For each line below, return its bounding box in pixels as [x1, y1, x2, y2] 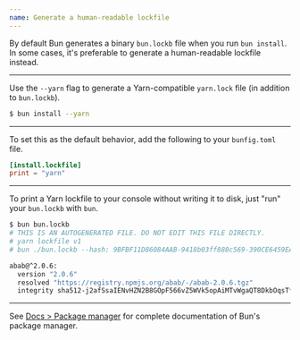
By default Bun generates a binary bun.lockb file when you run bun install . [9, 38, 287, 48]
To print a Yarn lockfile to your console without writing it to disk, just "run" [9, 193, 281, 204]
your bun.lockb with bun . [9, 203, 99, 214]
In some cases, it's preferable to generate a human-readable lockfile [9, 47, 262, 58]
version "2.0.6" [17, 269, 78, 278]
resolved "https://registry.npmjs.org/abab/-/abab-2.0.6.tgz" [17, 278, 254, 287]
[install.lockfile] [9, 160, 82, 170]
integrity [17, 286, 54, 295]
